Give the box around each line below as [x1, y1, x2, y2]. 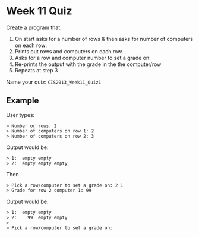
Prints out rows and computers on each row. [14, 48, 124, 55]
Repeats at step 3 [14, 67, 58, 74]
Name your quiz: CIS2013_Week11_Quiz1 [6, 78, 102, 86]
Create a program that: [6, 24, 62, 31]
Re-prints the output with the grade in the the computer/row [14, 61, 162, 68]
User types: [6, 111, 35, 118]
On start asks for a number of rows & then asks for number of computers [14, 35, 194, 42]
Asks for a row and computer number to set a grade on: [14, 54, 151, 61]
